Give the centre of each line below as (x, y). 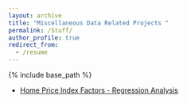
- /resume (31, 52)
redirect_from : (33, 45)
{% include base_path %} (50, 75)
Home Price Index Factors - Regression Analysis (99, 90)
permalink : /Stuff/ (41, 30)
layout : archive (35, 15)
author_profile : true (44, 38)
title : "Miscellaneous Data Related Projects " (89, 23)
